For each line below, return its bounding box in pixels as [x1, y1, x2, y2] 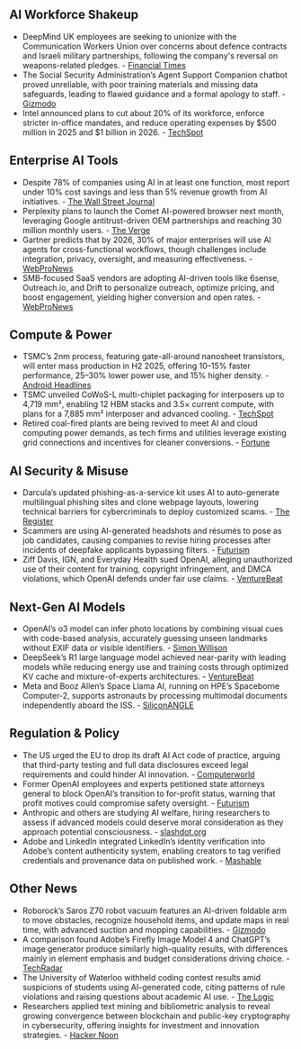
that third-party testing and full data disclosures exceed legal [22, 759, 249, 770]
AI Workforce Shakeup [9, 7, 139, 23]
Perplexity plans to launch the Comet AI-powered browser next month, [22, 205, 285, 216]
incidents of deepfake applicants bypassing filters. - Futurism [22, 545, 250, 556]
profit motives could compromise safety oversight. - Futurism [22, 797, 250, 809]
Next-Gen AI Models [9, 599, 126, 615]
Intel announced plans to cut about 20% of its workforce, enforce [22, 107, 265, 118]
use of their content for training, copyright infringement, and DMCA [22, 564, 272, 574]
